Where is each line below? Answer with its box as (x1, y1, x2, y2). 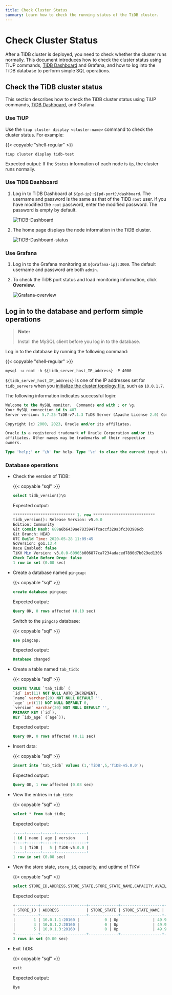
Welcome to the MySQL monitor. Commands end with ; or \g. (5, 403, 137, 408)
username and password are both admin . (12, 266, 98, 273)
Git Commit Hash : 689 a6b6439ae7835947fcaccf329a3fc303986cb (12, 527, 144, 532)
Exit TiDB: (12, 946, 34, 951)
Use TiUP (5, 114, 29, 122)
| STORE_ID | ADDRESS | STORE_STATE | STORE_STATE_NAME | (12, 907, 165, 913)
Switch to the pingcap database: (12, 618, 80, 624)
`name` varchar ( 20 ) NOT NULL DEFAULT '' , (12, 696, 103, 701)
